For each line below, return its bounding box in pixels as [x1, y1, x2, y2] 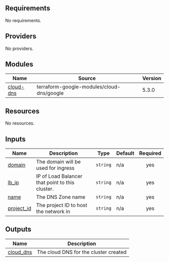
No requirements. [5, 17, 42, 23]
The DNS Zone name [36, 193, 86, 201]
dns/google [37, 90, 64, 97]
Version [142, 75, 161, 82]
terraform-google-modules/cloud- [37, 83, 121, 90]
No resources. [5, 120, 35, 126]
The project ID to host [36, 202, 88, 209]
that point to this [36, 179, 74, 186]
